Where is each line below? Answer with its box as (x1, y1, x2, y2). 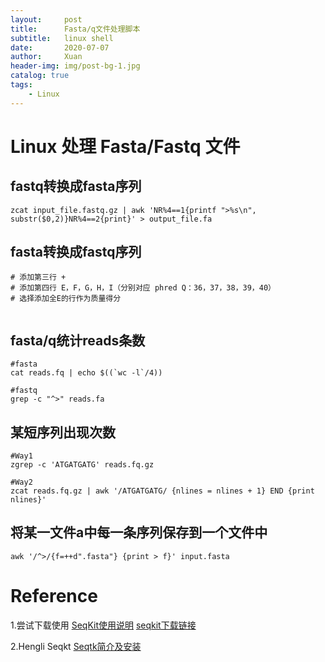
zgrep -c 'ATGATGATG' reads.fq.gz (10, 460, 155, 470)
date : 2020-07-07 (10, 42, 110, 53)
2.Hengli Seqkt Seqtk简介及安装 (10, 640, 142, 652)
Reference (10, 585, 98, 608)
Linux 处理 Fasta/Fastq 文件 (10, 135, 241, 158)
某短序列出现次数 (10, 424, 116, 441)
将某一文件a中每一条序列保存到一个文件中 (10, 524, 268, 541)
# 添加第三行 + (10, 272, 67, 283)
